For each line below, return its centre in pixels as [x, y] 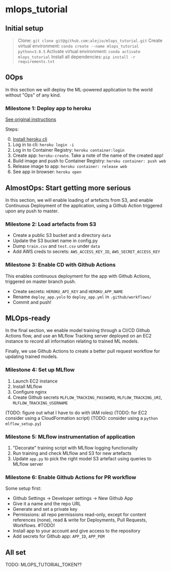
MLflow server [28, 464]
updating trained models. [32, 356]
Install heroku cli [30, 139]
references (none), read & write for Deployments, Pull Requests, [80, 520]
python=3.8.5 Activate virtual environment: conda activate [79, 51]
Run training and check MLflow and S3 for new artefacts [72, 453]
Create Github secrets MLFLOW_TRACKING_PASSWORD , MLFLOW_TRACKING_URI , [87, 397]
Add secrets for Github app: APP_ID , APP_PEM [58, 536]
